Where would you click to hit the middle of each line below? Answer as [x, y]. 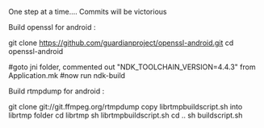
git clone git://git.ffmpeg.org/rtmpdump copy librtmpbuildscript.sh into [126, 107]
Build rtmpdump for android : [57, 91]
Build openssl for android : [52, 27]
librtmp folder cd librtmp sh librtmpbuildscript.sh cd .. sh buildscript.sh [126, 115]
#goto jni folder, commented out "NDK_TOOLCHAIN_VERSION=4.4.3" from [132, 67]
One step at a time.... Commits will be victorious [88, 12]
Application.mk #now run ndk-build [67, 75]
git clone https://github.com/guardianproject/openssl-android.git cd [121, 43]
